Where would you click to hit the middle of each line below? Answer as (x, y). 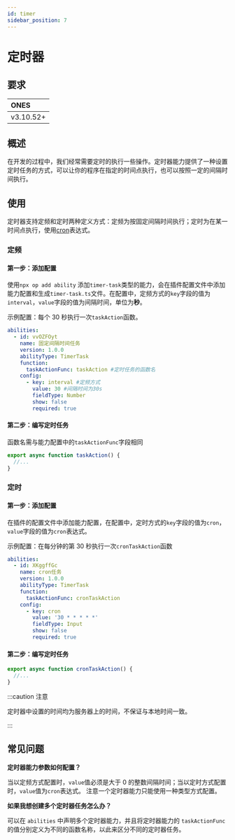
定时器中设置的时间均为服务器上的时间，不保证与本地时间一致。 (99, 711)
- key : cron (43, 611)
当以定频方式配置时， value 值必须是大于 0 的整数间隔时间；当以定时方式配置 (117, 782)
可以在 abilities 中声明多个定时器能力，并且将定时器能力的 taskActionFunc (116, 820)
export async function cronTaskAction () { (70, 669)
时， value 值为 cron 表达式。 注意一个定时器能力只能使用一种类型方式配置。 (114, 790)
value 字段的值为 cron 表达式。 (49, 531)
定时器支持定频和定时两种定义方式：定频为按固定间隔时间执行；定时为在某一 (117, 222)
